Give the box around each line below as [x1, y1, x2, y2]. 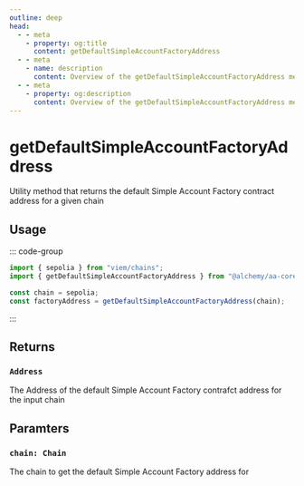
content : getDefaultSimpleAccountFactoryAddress [33, 47, 221, 56]
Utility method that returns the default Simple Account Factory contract [9, 186, 274, 197]
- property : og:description [25, 89, 131, 98]
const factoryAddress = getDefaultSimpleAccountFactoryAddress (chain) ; [9, 296, 285, 306]
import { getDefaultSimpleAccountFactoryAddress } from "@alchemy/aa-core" [9, 272, 301, 281]
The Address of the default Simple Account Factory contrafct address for [9, 384, 282, 395]
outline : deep [9, 13, 63, 23]
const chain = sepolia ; [9, 287, 100, 297]
